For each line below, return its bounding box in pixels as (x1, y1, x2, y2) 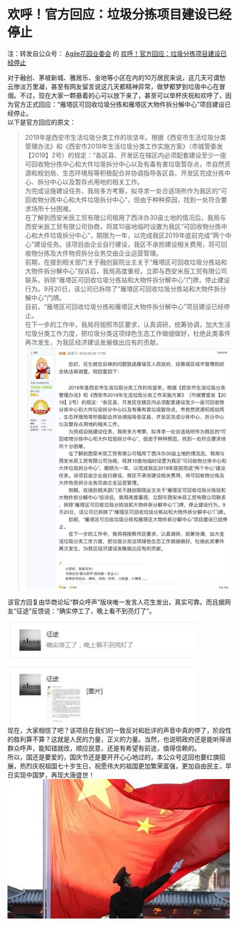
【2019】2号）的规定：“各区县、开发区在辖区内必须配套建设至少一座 (24, 150, 227, 159)
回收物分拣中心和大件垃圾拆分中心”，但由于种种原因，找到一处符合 (24, 195, 221, 204)
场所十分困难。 (31, 204, 75, 212)
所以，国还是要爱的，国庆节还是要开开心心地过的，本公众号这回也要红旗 (7, 753, 219, 761)
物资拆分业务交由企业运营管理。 (68, 249, 162, 257)
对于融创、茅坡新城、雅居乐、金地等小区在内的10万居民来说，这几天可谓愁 (7, 73, 226, 82)
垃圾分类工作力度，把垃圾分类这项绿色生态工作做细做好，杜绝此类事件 (24, 329, 231, 337)
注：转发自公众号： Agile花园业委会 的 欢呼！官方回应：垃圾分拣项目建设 (7, 49, 221, 58)
